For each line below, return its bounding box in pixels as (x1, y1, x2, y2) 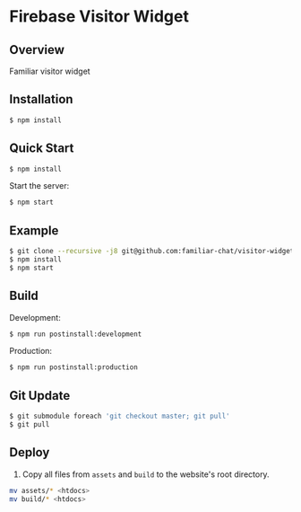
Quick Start (9, 141, 74, 156)
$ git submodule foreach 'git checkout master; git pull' (9, 411, 230, 421)
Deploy (9, 445, 50, 460)
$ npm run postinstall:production (9, 363, 139, 372)
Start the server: (9, 181, 70, 191)
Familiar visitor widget (9, 66, 91, 76)
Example (9, 223, 59, 238)
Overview (9, 42, 65, 57)
